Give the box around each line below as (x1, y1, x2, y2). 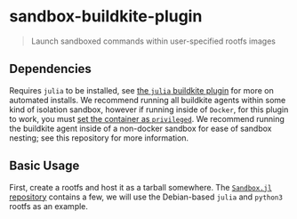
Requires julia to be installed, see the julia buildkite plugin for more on (9, 85, 274, 95)
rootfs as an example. (9, 200, 89, 211)
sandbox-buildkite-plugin (9, 6, 203, 27)
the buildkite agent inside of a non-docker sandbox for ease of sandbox (9, 123, 272, 134)
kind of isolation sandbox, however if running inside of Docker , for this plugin (9, 104, 289, 115)
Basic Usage (9, 158, 80, 174)
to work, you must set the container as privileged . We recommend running (9, 113, 285, 124)
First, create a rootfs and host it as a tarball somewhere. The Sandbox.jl (9, 182, 273, 192)
